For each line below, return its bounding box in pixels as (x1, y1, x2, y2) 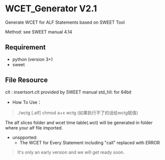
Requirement (5, 43, 46, 52)
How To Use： (12, 99, 42, 105)
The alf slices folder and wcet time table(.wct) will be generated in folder (5, 120, 153, 125)
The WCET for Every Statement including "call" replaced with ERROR (19, 139, 160, 146)
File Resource (5, 76, 48, 84)
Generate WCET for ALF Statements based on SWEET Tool (5, 19, 125, 25)
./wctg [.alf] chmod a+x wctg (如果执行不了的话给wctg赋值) (17, 110, 138, 116)
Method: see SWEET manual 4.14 (5, 29, 73, 35)
